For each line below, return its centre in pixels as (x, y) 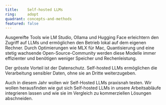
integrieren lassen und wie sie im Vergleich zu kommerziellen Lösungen (78, 93)
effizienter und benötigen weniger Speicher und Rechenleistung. (71, 58)
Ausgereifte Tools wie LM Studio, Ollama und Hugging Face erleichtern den (82, 37)
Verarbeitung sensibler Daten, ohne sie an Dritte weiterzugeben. (71, 73)
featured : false (22, 23)
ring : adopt (22, 14)
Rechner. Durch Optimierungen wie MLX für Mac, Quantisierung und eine (80, 48)
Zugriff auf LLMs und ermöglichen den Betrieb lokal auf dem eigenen (76, 43)
